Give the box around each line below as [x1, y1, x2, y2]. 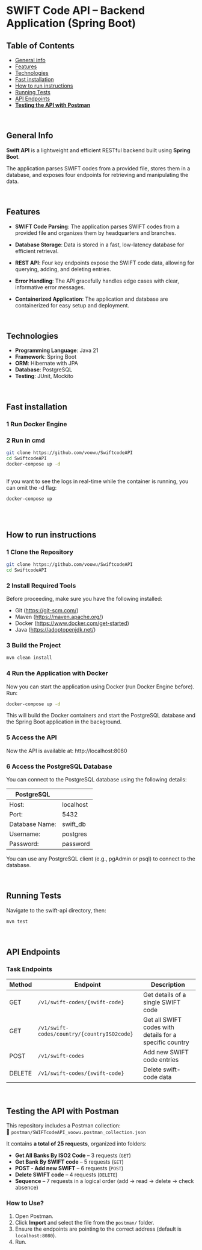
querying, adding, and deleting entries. [14, 265, 111, 272]
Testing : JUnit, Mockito [14, 373, 74, 380]
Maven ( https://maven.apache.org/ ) [14, 614, 103, 621]
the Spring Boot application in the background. [6, 718, 122, 725]
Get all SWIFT [143, 1016, 182, 1024]
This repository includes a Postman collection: [6, 1122, 121, 1129]
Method [9, 981, 32, 989]
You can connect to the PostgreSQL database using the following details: [6, 775, 188, 783]
